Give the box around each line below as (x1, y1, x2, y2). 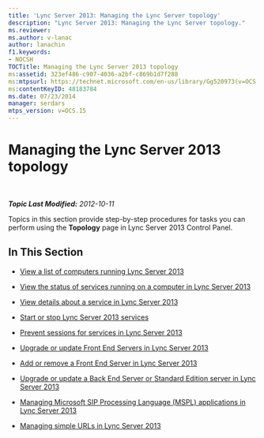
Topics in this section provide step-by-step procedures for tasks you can (8, 214, 246, 223)
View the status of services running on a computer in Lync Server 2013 (19, 282, 251, 291)
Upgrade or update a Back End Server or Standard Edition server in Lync (19, 373, 256, 383)
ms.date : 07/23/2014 (8, 92, 77, 100)
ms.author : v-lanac (8, 33, 73, 42)
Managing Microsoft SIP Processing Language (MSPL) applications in (19, 397, 247, 406)
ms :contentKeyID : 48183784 (8, 84, 97, 93)
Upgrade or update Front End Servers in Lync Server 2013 (19, 343, 209, 352)
